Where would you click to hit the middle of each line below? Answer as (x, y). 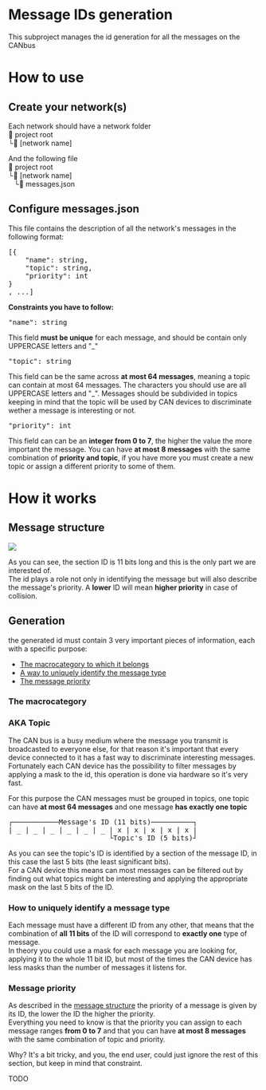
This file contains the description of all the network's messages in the (122, 228)
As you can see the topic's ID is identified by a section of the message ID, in (133, 853)
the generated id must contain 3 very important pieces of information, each (132, 640)
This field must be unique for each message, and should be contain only (127, 338)
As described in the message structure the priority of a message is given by (133, 1005)
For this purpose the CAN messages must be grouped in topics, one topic (129, 798)
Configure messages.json (74, 209)
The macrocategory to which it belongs (84, 664)
